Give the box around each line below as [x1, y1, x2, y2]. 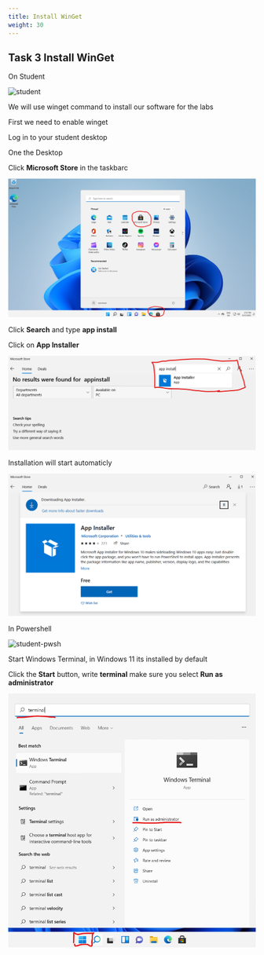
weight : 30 [8, 20, 44, 29]
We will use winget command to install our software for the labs [8, 102, 214, 112]
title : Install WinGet [8, 13, 82, 20]
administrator [8, 678, 53, 687]
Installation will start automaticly [8, 458, 112, 467]
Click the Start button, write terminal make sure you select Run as [8, 669, 223, 679]
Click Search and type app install [8, 325, 118, 335]
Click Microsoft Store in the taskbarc [8, 163, 128, 173]
